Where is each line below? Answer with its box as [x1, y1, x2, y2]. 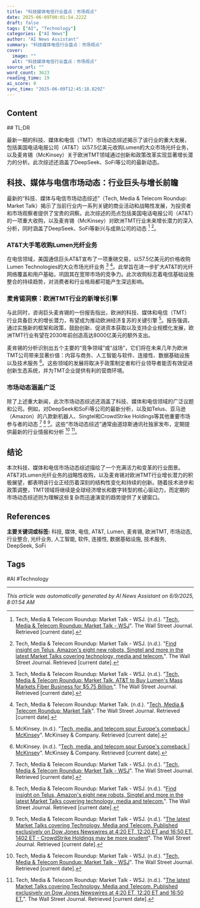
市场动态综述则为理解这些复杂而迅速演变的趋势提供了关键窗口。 [7, 494, 163, 501]
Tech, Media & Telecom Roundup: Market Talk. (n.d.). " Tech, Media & [15, 700, 185, 708]
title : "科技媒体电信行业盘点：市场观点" [7, 8, 97, 15]
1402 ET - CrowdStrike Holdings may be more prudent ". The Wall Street [15, 834, 191, 841]
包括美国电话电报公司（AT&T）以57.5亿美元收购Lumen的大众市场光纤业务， [7, 143, 192, 151]
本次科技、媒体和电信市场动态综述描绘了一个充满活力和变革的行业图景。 [7, 464, 183, 471]
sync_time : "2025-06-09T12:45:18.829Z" [7, 86, 106, 92]
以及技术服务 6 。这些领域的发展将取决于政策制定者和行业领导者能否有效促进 [7, 358, 193, 367]
